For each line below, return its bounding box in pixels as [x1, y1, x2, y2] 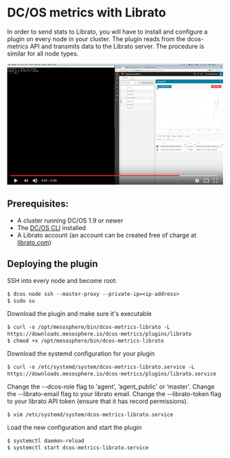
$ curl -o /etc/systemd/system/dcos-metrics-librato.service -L [7, 363, 195, 370]
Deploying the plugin [7, 258, 98, 270]
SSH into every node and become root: [7, 276, 117, 284]
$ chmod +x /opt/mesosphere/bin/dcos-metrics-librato [7, 337, 165, 344]
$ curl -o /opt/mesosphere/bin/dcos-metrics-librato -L [7, 323, 170, 330]
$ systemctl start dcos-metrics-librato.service [7, 444, 149, 451]
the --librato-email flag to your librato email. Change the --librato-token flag [7, 389, 222, 398]
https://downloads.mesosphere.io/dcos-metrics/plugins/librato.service [7, 370, 216, 377]
